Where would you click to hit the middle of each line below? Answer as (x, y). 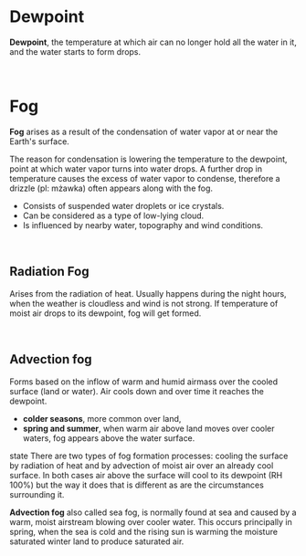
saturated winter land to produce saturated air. (97, 541)
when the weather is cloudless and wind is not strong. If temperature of (144, 303)
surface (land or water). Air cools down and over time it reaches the (137, 391)
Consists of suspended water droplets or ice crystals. (123, 205)
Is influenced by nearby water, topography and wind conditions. (142, 225)
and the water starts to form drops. (75, 51)
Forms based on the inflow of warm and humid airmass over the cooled (144, 382)
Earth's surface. (40, 141)
